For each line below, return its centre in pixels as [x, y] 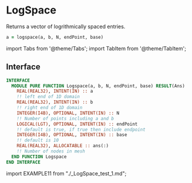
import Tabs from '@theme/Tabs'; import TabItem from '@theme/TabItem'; [96, 48]
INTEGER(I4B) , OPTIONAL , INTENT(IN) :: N [68, 113]
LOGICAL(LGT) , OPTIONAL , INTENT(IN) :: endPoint [77, 124]
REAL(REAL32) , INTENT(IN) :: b [55, 102]
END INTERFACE [23, 162]
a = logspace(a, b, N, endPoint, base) [55, 37]
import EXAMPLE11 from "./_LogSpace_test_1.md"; [66, 173]
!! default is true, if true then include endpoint [81, 130]
